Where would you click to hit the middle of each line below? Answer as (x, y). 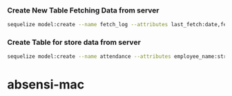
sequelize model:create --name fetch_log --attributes (88, 25)
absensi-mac (46, 84)
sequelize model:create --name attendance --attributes (89, 57)
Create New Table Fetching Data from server (84, 10)
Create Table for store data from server (74, 42)
